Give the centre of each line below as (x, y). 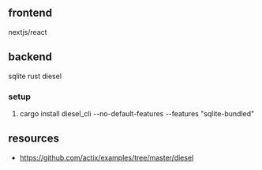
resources (34, 139)
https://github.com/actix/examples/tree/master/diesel (107, 157)
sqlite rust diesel (35, 76)
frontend (30, 13)
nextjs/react (28, 32)
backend (30, 57)
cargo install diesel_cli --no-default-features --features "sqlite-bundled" (137, 113)
